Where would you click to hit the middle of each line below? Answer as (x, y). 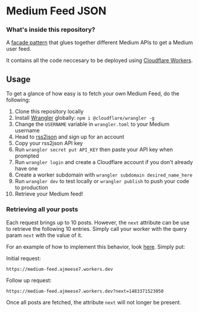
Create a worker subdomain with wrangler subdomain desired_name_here (103, 175)
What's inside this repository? (51, 30)
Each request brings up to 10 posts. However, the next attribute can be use (98, 223)
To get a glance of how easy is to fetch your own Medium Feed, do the (93, 94)
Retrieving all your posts (42, 209)
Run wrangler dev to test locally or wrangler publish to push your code (102, 181)
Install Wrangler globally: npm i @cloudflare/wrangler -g (85, 118)
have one (26, 169)
